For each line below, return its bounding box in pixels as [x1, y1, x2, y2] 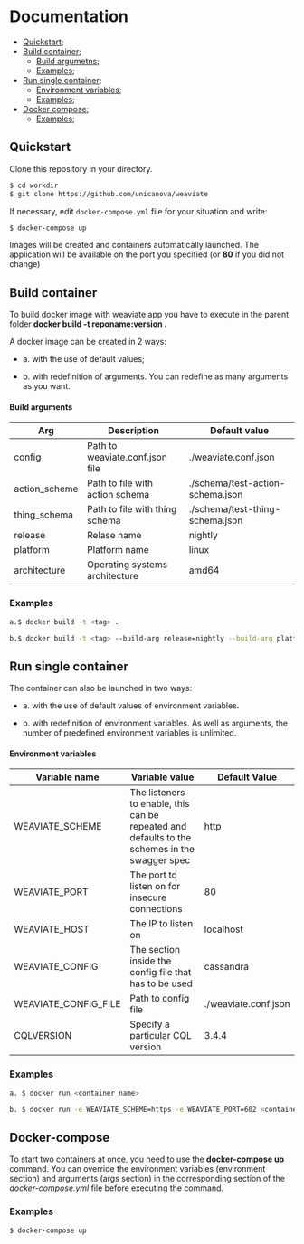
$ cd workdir [9, 181, 59, 190]
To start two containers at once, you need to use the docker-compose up [9, 1154, 285, 1164]
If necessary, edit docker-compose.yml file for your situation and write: [9, 205, 268, 216]
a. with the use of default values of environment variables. [22, 700, 240, 711]
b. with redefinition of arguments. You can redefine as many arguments [22, 371, 289, 382]
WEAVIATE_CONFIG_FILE [14, 998, 121, 1011]
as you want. [22, 381, 71, 392]
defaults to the [129, 831, 192, 844]
